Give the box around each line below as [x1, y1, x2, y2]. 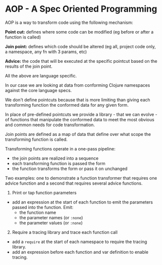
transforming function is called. [5, 136, 68, 142]
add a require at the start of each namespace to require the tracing [12, 239, 147, 245]
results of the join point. [5, 63, 53, 69]
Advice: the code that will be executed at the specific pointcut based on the [5, 58, 158, 64]
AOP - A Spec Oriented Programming [5, 3, 157, 15]
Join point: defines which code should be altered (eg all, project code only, [5, 43, 156, 49]
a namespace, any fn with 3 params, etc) [5, 49, 87, 55]
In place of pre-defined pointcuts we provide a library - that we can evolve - [5, 111, 158, 117]
